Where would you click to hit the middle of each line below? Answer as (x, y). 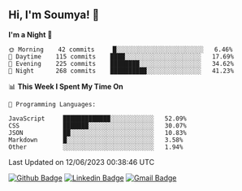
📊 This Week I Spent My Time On (66, 86)
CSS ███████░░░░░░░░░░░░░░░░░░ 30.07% (97, 126)
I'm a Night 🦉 (30, 34)
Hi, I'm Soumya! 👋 (54, 15)
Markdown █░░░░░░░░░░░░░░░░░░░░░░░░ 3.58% (96, 140)
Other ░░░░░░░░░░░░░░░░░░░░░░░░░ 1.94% (96, 147)
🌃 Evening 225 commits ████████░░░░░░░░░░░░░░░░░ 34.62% (121, 63)
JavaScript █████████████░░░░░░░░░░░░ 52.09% (97, 119)
